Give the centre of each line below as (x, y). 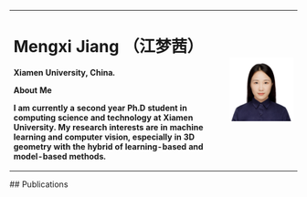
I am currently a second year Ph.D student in (100, 108)
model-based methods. (60, 156)
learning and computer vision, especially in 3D (104, 137)
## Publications (39, 184)
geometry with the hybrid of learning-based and (108, 146)
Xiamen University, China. (64, 72)
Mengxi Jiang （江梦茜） (108, 46)
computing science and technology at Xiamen (103, 117)
